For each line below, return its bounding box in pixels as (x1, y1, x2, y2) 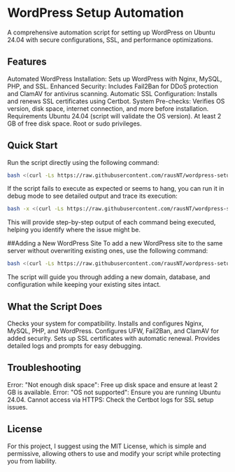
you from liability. (7, 457, 57, 465)
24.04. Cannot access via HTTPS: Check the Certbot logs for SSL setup (7, 395, 214, 404)
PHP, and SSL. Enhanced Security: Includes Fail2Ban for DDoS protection (7, 82, 219, 90)
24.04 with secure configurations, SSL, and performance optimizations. (7, 35, 213, 43)
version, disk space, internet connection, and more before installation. (7, 104, 209, 113)
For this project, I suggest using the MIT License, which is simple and (7, 442, 206, 450)
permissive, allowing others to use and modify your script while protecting (7, 449, 221, 457)
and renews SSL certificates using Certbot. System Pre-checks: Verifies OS (7, 97, 225, 105)
